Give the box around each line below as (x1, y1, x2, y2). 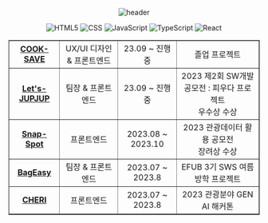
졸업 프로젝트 (194, 49, 242, 60)
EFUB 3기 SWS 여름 (181, 161, 254, 172)
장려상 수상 (198, 146, 238, 157)
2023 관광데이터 (183, 122, 243, 133)
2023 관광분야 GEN (182, 189, 254, 200)
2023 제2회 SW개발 (181, 70, 254, 82)
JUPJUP (18, 93, 50, 104)
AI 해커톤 (201, 201, 234, 212)
